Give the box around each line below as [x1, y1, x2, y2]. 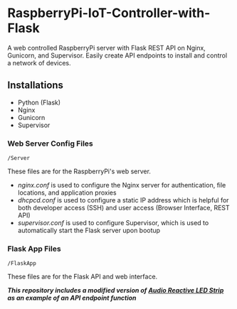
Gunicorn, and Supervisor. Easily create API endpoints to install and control [7, 51, 228, 60]
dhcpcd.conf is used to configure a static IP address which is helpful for [17, 196, 229, 205]
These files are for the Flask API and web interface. [7, 272, 158, 281]
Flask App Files [7, 244, 62, 254]
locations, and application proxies [17, 188, 117, 197]
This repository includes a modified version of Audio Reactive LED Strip [7, 286, 224, 295]
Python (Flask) [17, 98, 61, 107]
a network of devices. [7, 58, 71, 67]
